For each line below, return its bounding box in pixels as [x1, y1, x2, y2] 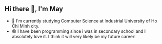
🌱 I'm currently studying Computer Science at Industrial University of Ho [11, 18, 157, 23]
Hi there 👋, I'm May [4, 5, 63, 13]
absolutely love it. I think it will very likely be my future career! [11, 33, 136, 39]
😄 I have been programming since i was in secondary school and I [11, 28, 146, 34]
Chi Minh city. [11, 23, 40, 29]
